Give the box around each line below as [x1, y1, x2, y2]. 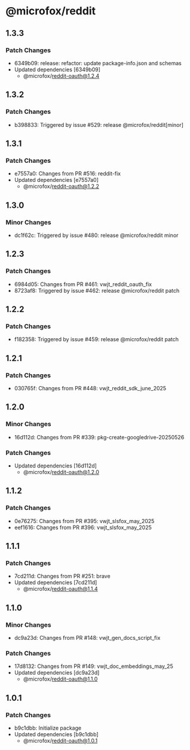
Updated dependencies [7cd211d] [14, 579, 97, 586]
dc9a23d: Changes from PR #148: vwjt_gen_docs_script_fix [14, 634, 161, 642]
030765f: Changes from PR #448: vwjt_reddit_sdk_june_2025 [14, 385, 167, 391]
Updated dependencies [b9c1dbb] [14, 731, 99, 738]
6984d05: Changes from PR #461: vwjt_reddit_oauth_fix [14, 280, 152, 288]
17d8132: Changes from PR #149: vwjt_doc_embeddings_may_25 [14, 663, 174, 670]
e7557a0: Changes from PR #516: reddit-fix [14, 170, 121, 177]
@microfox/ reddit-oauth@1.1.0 [23, 675, 98, 683]
